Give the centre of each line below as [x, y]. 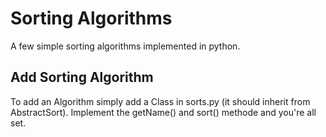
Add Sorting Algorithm [82, 77]
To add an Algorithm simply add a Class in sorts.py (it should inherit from [160, 101]
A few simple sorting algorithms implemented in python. [125, 46]
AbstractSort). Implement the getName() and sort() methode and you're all [163, 112]
